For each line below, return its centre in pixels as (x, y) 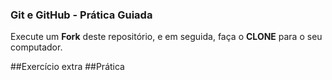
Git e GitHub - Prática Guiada (81, 15)
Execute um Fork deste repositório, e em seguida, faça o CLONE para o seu (166, 37)
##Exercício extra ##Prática (67, 67)
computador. (36, 47)
